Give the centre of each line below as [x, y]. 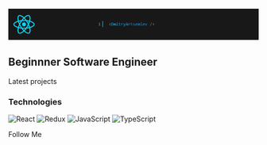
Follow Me [25, 135]
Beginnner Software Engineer [83, 62]
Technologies [35, 101]
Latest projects [33, 81]
